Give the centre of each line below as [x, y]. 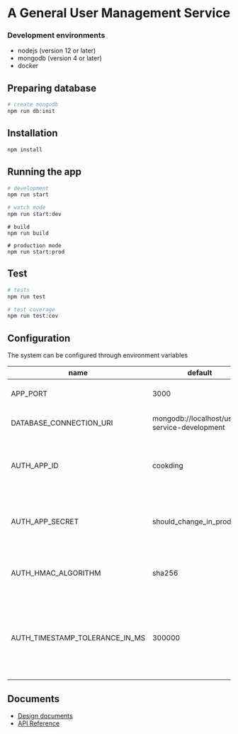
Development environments [56, 36]
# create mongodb [33, 104]
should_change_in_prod [192, 522]
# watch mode [27, 207]
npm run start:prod [36, 252]
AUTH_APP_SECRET [45, 522]
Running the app [44, 172]
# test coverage [31, 309]
